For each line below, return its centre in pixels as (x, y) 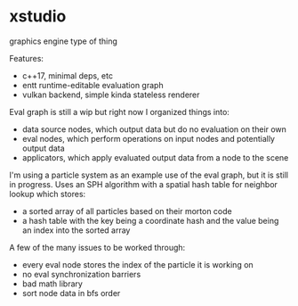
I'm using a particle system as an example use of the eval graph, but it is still (149, 175)
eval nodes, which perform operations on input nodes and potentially (149, 138)
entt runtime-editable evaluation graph (93, 85)
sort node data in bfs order (71, 293)
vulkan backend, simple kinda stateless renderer (111, 95)
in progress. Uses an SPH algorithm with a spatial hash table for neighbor (144, 184)
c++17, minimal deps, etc (68, 75)
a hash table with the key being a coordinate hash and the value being (150, 220)
